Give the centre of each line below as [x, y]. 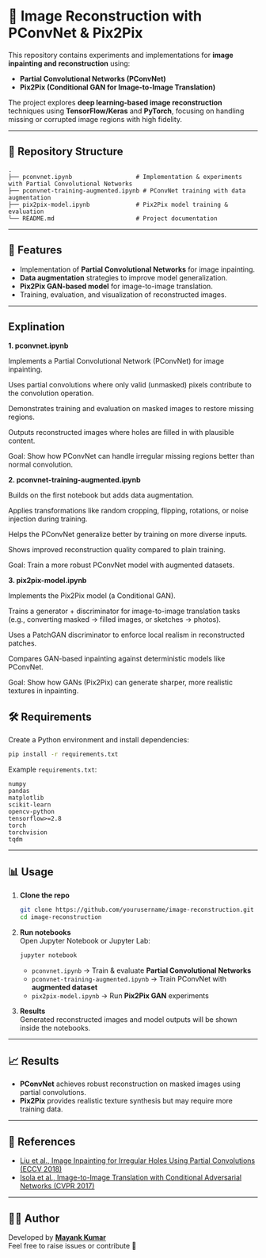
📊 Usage [31, 872]
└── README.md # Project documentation [113, 218]
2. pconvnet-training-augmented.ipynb [74, 480]
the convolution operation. [51, 393]
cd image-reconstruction [61, 917]
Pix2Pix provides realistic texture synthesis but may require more [126, 1101]
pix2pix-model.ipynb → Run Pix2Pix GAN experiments [120, 995]
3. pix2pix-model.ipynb [47, 581]
